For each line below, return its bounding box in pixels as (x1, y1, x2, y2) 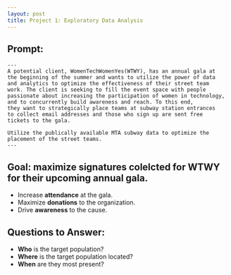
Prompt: (7, 43, 44, 55)
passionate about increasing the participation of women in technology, (7, 92, 225, 99)
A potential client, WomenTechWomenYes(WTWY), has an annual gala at (7, 68, 216, 75)
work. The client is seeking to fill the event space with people (7, 86, 206, 94)
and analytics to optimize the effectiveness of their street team (7, 80, 210, 87)
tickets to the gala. (7, 117, 71, 124)
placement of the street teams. (7, 135, 102, 143)
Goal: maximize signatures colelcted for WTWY (7, 161, 220, 173)
